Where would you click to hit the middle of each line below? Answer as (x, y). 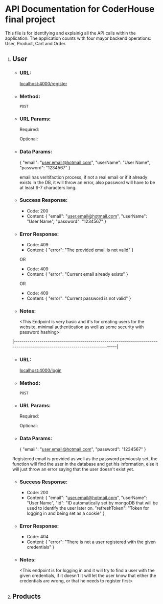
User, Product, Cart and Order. (36, 43)
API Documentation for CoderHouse (80, 9)
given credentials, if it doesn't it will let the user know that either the (88, 576)
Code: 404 (38, 537)
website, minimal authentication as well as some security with (82, 327)
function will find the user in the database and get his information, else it (85, 464)
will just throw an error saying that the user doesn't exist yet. (73, 469)
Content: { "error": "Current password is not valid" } (79, 298)
